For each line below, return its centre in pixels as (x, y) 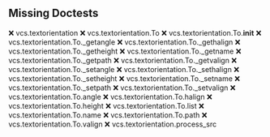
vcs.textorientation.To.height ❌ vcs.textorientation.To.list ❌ (106, 105)
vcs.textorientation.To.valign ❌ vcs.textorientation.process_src (113, 124)
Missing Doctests (54, 13)
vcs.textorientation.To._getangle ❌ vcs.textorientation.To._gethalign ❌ (124, 42)
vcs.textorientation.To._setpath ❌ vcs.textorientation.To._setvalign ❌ (122, 88)
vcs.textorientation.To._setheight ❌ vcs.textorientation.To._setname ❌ (124, 78)
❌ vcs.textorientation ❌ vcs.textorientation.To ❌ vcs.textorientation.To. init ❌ (135, 32)
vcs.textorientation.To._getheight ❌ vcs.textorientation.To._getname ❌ (125, 51)
